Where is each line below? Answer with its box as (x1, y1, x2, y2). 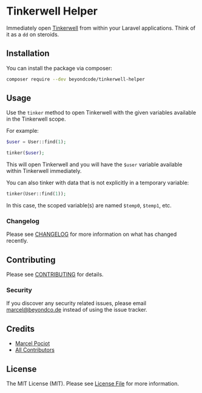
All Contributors (15, 346, 55, 354)
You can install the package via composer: (6, 64, 112, 72)
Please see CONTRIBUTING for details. (6, 271, 104, 278)
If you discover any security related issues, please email (6, 300, 147, 307)
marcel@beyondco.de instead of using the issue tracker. (6, 306, 147, 314)
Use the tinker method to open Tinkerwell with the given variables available (6, 109, 197, 116)
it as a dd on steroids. (6, 30, 59, 38)
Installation (6, 49, 50, 59)
